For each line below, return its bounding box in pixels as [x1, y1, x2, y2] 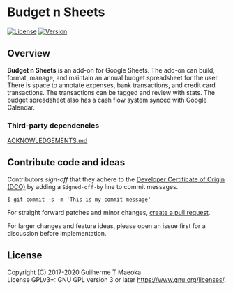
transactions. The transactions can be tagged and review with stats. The [7, 88, 216, 96]
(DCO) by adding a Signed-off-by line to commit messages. [7, 182, 179, 191]
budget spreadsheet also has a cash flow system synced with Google [7, 96, 207, 104]
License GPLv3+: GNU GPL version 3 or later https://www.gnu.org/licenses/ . [7, 275, 227, 283]
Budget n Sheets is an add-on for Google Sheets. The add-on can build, [7, 66, 215, 74]
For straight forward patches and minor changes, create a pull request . [7, 208, 211, 216]
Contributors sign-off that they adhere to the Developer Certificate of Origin [7, 175, 225, 184]
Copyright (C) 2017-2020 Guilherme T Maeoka [7, 268, 142, 276]
